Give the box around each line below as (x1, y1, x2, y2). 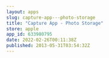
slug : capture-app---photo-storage (6, 14, 96, 21)
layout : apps (6, 8, 39, 15)
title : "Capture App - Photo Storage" (6, 20, 104, 26)
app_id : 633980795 (6, 31, 52, 37)
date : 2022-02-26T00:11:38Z (6, 37, 77, 43)
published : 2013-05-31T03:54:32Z (6, 43, 90, 49)
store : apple (6, 25, 39, 32)
